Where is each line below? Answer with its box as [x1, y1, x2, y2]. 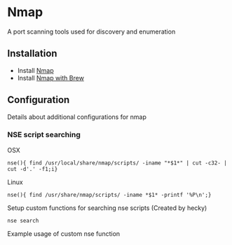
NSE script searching [7, 130, 81, 140]
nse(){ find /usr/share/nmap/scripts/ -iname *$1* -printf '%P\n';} [7, 191, 212, 198]
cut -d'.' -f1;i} [7, 165, 58, 172]
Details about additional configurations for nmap [7, 113, 147, 121]
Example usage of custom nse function [7, 229, 121, 238]
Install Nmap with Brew [17, 73, 84, 82]
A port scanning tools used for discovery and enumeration [7, 27, 176, 36]
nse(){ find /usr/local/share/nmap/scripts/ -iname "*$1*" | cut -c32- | [7, 159, 228, 167]
